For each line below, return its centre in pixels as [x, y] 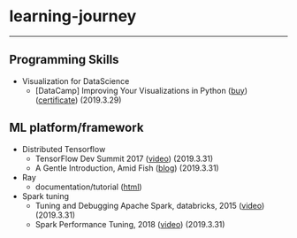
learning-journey [73, 16]
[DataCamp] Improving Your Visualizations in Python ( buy [140, 90]
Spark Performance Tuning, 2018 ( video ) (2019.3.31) [130, 224]
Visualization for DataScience [76, 81]
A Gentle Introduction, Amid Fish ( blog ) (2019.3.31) [127, 168]
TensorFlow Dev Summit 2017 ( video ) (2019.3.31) [124, 158]
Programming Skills [64, 60]
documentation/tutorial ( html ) [89, 187]
